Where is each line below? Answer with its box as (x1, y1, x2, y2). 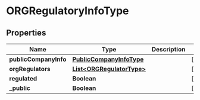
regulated (9, 75, 37, 82)
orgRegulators (9, 65, 51, 73)
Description (151, 46, 186, 53)
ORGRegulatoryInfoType (6, 4, 129, 18)
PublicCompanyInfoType (72, 55, 144, 63)
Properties (6, 28, 46, 38)
